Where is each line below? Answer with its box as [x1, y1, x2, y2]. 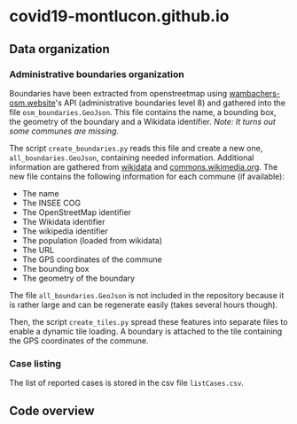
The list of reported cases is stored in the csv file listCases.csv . [9, 378, 244, 389]
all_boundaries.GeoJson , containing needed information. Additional [9, 152, 254, 163]
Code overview [9, 403, 95, 418]
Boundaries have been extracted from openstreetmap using [9, 88, 228, 98]
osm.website [9, 97, 56, 108]
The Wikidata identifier [21, 216, 106, 227]
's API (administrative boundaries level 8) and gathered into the [55, 97, 286, 108]
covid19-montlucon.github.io [9, 6, 230, 27]
